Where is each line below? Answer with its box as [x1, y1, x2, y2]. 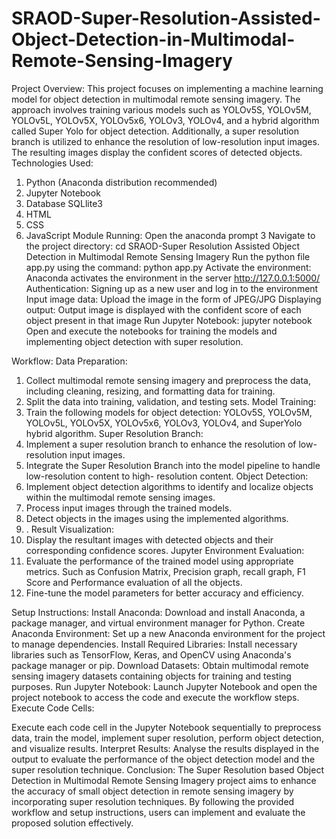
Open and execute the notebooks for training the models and [25, 325, 278, 337]
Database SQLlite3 [25, 197, 103, 209]
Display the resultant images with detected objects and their [25, 533, 274, 546]
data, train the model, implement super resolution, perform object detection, [11, 732, 324, 744]
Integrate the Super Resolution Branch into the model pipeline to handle [25, 459, 321, 471]
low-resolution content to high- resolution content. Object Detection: [25, 470, 309, 482]
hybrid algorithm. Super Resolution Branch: [25, 427, 204, 439]
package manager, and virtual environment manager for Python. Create [11, 617, 306, 629]
